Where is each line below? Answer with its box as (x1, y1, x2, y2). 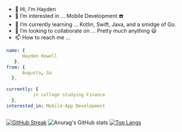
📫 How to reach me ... (14, 34, 70, 41)
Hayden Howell (21, 53, 58, 59)
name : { (6, 48, 26, 54)
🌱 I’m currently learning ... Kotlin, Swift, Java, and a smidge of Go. (14, 21, 177, 28)
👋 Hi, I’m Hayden (14, 6, 56, 12)
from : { (6, 64, 26, 70)
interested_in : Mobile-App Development (6, 103, 106, 109)
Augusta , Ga (21, 70, 52, 76)
